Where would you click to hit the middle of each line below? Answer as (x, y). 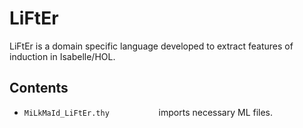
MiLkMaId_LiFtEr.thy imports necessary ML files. (148, 112)
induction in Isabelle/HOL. (62, 56)
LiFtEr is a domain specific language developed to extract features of (151, 46)
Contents (39, 88)
